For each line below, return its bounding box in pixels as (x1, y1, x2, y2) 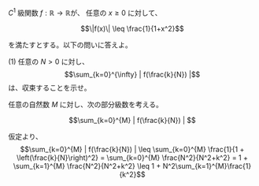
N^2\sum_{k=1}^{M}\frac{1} (162, 161, 252, 170)
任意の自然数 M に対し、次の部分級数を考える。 (8, 99, 164, 109)
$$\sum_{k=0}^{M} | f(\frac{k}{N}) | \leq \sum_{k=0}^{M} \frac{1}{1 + (20, 144, 245, 154)
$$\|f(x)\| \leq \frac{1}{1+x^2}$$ (80, 24, 184, 33)
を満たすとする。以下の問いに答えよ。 (8, 39, 132, 50)
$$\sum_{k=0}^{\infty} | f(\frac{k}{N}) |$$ (64, 69, 201, 79)
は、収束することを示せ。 (8, 83, 91, 92)
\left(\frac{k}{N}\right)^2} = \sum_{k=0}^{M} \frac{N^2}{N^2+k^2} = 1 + (17, 153, 248, 162)
